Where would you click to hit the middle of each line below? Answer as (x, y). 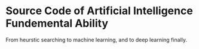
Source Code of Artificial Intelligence (99, 11)
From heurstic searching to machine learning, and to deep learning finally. (97, 40)
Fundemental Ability (57, 23)
